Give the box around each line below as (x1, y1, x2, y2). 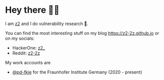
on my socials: (5, 35, 35, 41)
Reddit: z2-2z (12, 50, 41, 56)
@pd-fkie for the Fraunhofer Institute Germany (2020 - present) (12, 69, 142, 75)
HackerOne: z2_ (12, 45, 45, 51)
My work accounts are (5, 59, 51, 65)
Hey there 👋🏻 (5, 4, 60, 16)
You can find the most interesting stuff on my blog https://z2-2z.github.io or (5, 30, 160, 36)
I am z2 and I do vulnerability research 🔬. (5, 21, 88, 27)
